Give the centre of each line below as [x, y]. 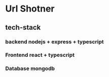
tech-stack [23, 27]
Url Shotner [30, 9]
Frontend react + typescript [40, 55]
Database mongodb [30, 68]
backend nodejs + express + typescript [55, 42]
